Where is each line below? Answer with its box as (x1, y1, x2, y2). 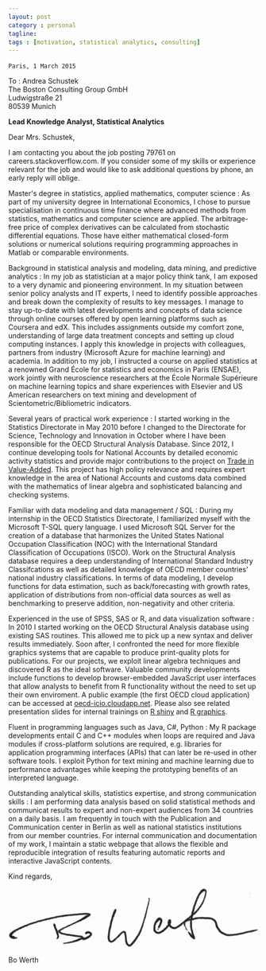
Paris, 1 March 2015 (8, 62, 77, 71)
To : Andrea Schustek (8, 76, 79, 86)
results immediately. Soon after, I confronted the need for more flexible (8, 639, 240, 649)
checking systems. (8, 490, 70, 500)
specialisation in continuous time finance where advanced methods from (8, 205, 246, 215)
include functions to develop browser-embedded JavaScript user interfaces (8, 673, 256, 683)
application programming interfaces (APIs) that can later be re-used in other (8, 748, 257, 758)
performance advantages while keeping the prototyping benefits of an (8, 765, 238, 774)
